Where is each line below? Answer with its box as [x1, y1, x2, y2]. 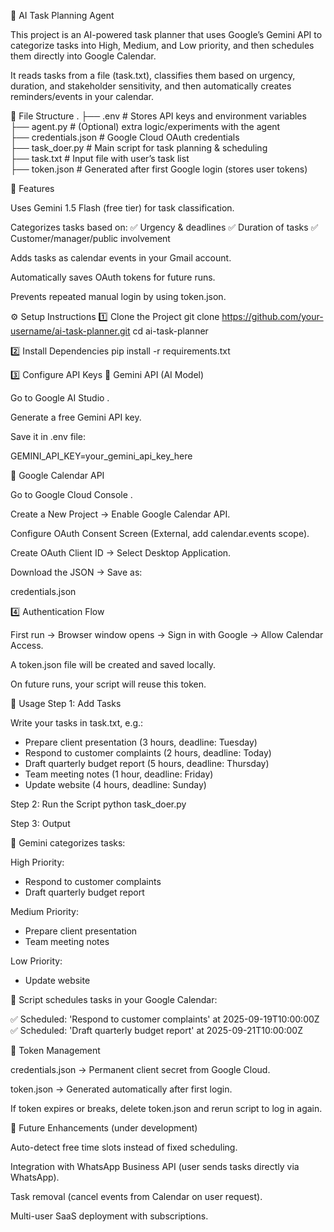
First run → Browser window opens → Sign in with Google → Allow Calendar [10, 629, 324, 640]
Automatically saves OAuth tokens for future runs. [10, 271, 216, 283]
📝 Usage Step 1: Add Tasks [10, 698, 122, 709]
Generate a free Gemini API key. [10, 411, 142, 423]
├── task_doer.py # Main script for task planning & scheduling [10, 142, 268, 154]
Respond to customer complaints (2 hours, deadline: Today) [24, 747, 272, 759]
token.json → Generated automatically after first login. [10, 1083, 233, 1095]
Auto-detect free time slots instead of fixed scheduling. [10, 1141, 238, 1153]
